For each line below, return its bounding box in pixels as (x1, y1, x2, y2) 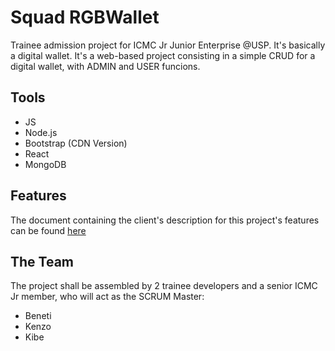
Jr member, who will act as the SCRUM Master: (10, 291, 205, 303)
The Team (10, 253, 75, 270)
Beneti (24, 310, 52, 322)
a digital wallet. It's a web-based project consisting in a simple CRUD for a (10, 49, 316, 61)
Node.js (24, 126, 58, 138)
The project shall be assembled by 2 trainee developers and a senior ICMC (10, 280, 318, 292)
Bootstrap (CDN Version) (24, 137, 128, 149)
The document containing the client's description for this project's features (10, 214, 320, 226)
